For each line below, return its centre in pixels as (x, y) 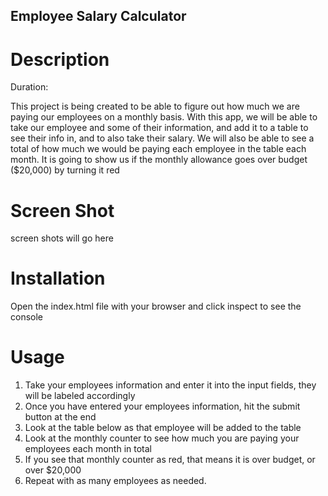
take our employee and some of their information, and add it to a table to (159, 128)
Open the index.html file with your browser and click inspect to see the (156, 306)
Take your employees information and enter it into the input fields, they (170, 385)
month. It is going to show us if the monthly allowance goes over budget (159, 160)
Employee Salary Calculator (98, 16)
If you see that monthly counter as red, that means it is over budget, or (170, 460)
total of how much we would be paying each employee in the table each (158, 149)
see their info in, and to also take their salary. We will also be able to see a (162, 138)
